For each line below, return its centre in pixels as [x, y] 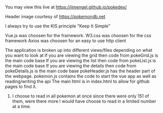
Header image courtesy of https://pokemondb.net [55, 16]
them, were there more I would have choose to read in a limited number [84, 101]
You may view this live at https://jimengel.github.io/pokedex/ [66, 7]
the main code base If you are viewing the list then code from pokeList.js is [81, 60]
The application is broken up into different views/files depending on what [79, 50]
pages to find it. [21, 87]
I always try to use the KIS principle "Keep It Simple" [58, 26]
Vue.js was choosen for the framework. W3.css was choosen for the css [78, 35]
